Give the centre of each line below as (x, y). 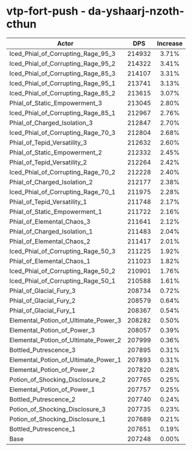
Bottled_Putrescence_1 (43, 429)
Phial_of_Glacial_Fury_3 (43, 291)
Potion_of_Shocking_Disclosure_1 (58, 419)
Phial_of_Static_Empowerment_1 (56, 212)
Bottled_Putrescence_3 (43, 349)
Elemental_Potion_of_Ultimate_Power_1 (65, 360)
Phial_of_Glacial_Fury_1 (43, 310)
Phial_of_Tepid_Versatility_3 (48, 142)
